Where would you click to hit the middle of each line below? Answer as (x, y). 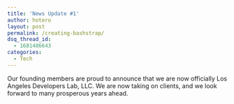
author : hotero (29, 20)
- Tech (23, 59)
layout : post (26, 26)
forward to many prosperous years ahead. (68, 93)
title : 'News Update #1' (43, 14)
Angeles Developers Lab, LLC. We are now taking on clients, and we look (112, 86)
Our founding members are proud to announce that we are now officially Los (117, 78)
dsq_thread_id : (29, 40)
